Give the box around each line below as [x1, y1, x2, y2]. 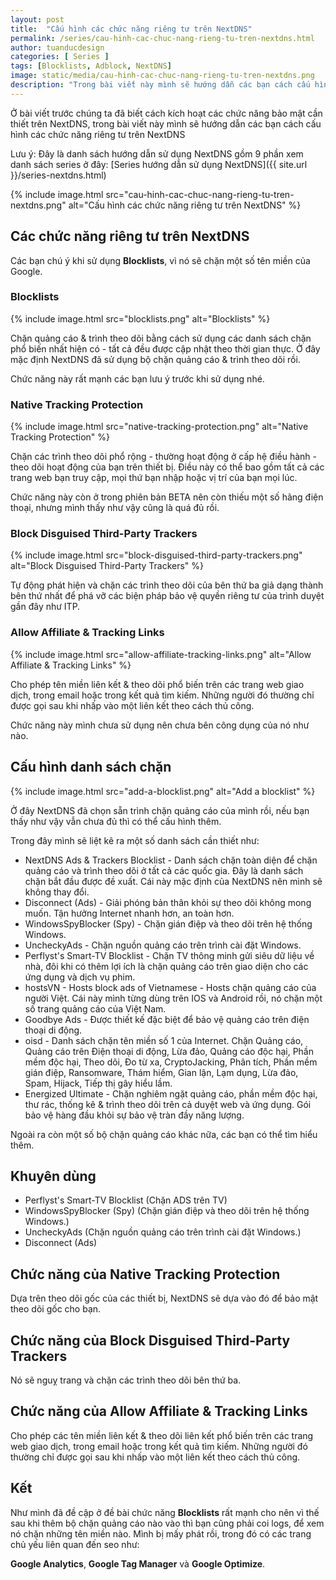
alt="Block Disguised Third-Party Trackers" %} [10, 560, 205, 572]
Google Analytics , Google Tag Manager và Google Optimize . [10, 1557, 266, 1570]
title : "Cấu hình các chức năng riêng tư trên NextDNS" [10, 24, 253, 34]
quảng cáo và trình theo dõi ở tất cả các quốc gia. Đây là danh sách [24, 864, 304, 876]
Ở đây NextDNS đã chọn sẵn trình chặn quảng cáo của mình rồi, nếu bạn [10, 804, 310, 816]
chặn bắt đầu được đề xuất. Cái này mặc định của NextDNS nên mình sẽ [24, 875, 323, 887]
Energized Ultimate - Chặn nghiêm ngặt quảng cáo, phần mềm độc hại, [24, 1087, 318, 1100]
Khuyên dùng [10, 1167, 97, 1185]
